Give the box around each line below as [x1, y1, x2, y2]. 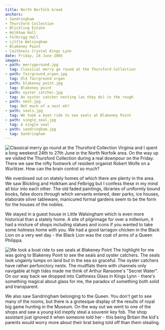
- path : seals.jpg [5, 108, 43, 114]
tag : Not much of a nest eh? [9, 104, 70, 109]
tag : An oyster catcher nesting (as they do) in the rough [9, 94, 134, 99]
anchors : [5, 12, 23, 17]
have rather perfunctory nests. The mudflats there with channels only [5, 263, 147, 269]
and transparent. [5, 284, 39, 289]
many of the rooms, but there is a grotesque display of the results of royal [5, 298, 155, 304]
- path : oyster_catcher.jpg [5, 90, 63, 95]
